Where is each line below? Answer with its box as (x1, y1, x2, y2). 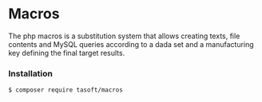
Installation (8, 68, 54, 79)
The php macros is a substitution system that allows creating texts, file (8, 31, 240, 41)
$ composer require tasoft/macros (8, 86, 124, 94)
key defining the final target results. (8, 48, 125, 57)
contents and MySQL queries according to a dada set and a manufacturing (8, 39, 254, 49)
